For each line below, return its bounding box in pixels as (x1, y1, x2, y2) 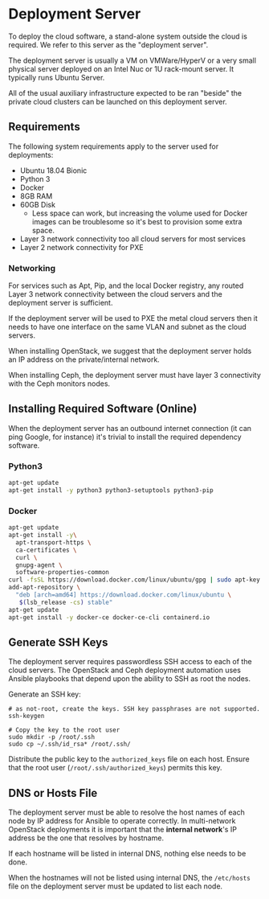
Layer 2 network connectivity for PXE (19, 242, 145, 252)
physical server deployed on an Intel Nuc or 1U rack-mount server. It (8, 64, 234, 73)
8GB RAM (19, 191, 53, 201)
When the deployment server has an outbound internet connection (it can (8, 423, 251, 433)
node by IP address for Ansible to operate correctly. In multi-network (8, 816, 236, 826)
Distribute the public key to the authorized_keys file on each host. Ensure (8, 754, 251, 764)
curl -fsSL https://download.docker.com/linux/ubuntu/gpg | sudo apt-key (8, 576, 261, 584)
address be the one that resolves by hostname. (8, 833, 165, 843)
